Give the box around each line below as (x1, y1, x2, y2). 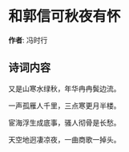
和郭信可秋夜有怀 (8, 7, 122, 26)
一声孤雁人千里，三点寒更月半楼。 (8, 101, 121, 110)
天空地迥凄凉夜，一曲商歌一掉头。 (8, 134, 121, 144)
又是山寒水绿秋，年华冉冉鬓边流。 (8, 83, 121, 93)
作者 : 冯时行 (8, 35, 48, 45)
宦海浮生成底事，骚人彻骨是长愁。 (8, 118, 121, 127)
